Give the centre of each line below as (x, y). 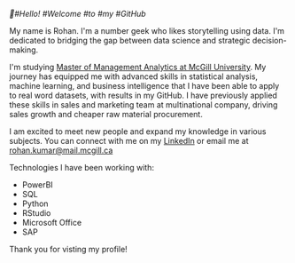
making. (24, 50)
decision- (269, 40)
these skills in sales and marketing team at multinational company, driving (144, 105)
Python (35, 203)
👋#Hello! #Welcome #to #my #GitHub (78, 14)
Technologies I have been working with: (82, 167)
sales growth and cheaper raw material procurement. (106, 114)
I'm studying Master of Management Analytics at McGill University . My (138, 67)
